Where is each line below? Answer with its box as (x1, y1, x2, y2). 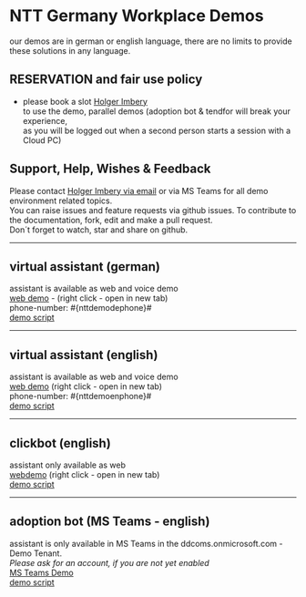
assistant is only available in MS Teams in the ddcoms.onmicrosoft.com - (9, 538, 283, 549)
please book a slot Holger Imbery (22, 96, 148, 107)
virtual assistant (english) (9, 347, 158, 363)
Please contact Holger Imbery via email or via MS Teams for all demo (9, 185, 269, 196)
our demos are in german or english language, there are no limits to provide (9, 36, 293, 46)
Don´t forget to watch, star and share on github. (9, 224, 189, 235)
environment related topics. (9, 195, 113, 206)
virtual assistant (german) (9, 259, 161, 274)
